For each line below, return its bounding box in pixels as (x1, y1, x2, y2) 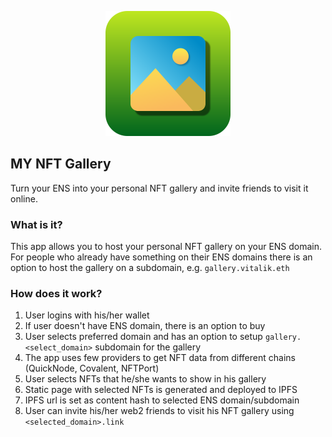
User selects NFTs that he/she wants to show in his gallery (24, 373, 267, 385)
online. (10, 192, 38, 205)
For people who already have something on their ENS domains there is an (10, 251, 313, 263)
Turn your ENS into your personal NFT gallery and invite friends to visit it (10, 182, 309, 194)
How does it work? (10, 287, 103, 301)
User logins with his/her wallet (24, 309, 150, 321)
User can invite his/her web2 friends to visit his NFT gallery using (24, 405, 295, 417)
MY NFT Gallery (10, 156, 112, 173)
